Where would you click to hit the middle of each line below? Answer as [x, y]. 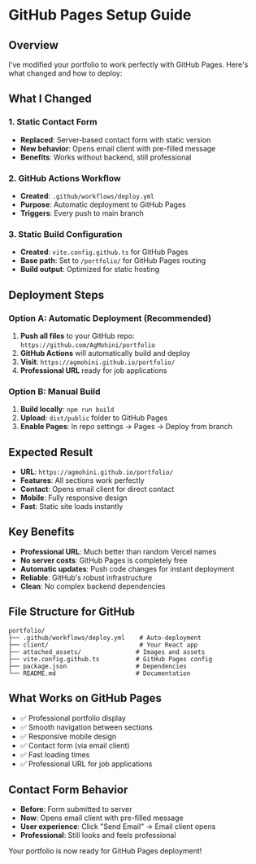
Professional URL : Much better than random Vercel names [118, 551]
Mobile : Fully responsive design [74, 498]
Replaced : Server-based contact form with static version [115, 139]
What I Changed [50, 99]
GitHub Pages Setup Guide [100, 15]
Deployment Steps [56, 295]
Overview [34, 45]
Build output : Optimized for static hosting [90, 270]
